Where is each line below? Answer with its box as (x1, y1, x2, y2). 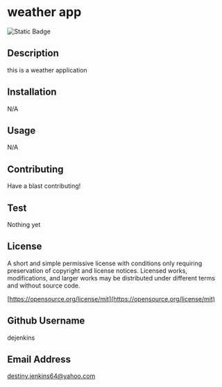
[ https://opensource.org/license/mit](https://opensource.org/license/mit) (7, 294, 216, 303)
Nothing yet (7, 221, 41, 228)
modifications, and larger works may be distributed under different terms (7, 274, 216, 282)
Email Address (7, 354, 71, 365)
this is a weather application (7, 65, 88, 74)
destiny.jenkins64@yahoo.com (7, 372, 96, 380)
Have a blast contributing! (7, 182, 81, 190)
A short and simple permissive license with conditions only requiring (7, 259, 203, 267)
